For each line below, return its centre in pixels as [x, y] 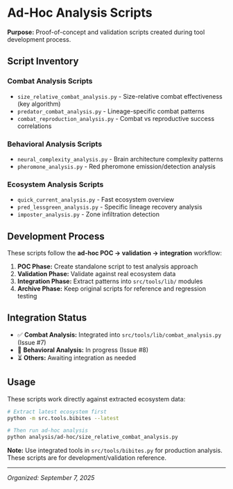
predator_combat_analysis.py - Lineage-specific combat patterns [111, 111]
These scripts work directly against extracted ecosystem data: [96, 399]
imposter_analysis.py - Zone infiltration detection [88, 214]
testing [27, 296]
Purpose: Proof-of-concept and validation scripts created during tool [106, 32]
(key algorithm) [39, 104]
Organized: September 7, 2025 [51, 478]
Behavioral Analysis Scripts [55, 144]
